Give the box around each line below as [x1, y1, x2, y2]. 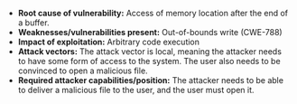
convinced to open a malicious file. [17, 65, 148, 76]
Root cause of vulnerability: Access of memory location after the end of [17, 8, 289, 18]
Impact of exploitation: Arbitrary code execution [17, 36, 200, 47]
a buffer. [17, 17, 50, 28]
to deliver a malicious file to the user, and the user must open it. [17, 85, 255, 95]
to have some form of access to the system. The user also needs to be [17, 56, 282, 66]
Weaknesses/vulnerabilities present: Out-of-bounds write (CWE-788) [17, 27, 283, 37]
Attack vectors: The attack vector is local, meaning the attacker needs [17, 46, 283, 57]
